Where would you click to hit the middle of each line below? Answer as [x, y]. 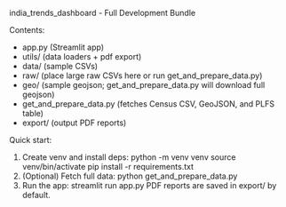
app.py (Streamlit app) [63, 47]
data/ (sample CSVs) [60, 66]
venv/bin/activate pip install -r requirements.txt [107, 167]
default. [36, 195]
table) [33, 113]
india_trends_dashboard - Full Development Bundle [103, 13]
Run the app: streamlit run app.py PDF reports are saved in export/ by [149, 185]
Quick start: [30, 140]
